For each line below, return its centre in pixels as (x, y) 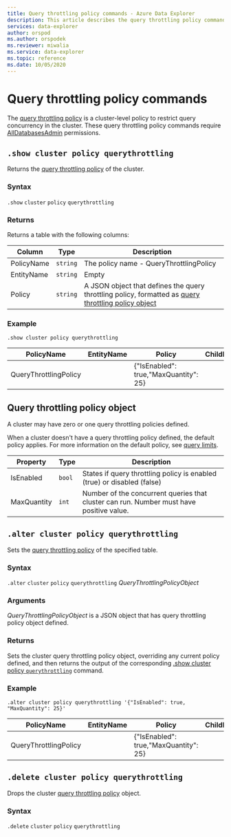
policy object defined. (38, 623)
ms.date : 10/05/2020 (37, 65)
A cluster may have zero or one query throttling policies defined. (98, 424)
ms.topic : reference (37, 59)
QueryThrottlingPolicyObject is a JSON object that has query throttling (107, 616)
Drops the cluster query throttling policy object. (74, 793)
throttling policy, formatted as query (142, 294)
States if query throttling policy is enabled (150, 474)
